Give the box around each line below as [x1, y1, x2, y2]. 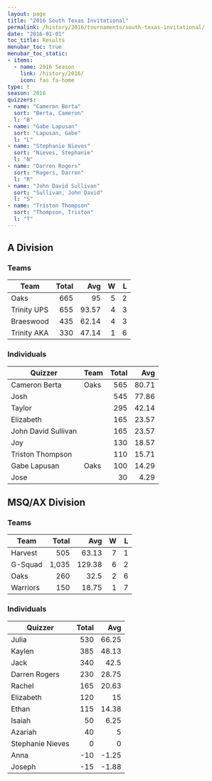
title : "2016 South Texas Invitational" [7, 17, 129, 24]
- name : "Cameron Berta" [7, 103, 81, 110]
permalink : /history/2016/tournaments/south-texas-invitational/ [7, 23, 205, 31]
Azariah [11, 727, 37, 737]
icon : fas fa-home [20, 76, 75, 84]
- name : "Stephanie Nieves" [7, 143, 91, 150]
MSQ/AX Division [7, 496, 86, 509]
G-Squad [11, 560, 43, 570]
